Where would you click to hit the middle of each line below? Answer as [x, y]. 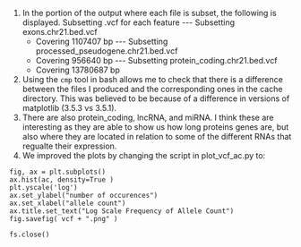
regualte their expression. [69, 146]
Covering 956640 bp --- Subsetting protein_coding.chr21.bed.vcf [156, 60]
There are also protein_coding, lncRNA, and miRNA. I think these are [148, 117]
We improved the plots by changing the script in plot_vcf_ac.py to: [144, 155]
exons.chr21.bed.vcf [60, 32]
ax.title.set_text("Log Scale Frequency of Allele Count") [122, 211]
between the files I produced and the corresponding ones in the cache [152, 89]
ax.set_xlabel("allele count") [68, 203]
